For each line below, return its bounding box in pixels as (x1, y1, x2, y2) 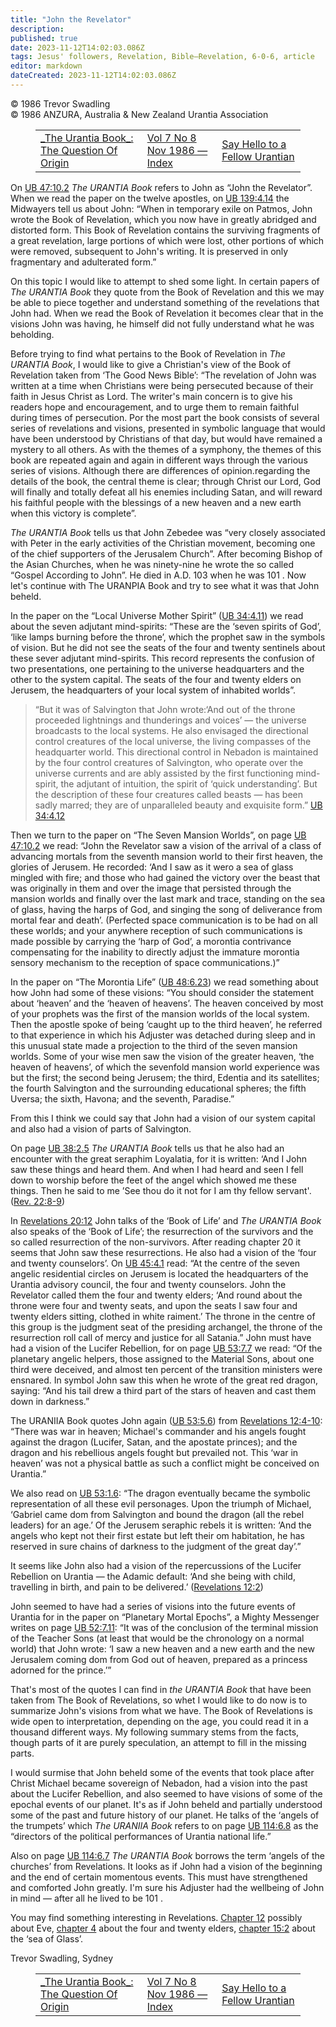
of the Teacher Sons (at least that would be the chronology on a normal (10, 1632, 305, 1644)
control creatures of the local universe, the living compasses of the (34, 735, 312, 747)
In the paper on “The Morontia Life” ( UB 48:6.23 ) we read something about (10, 976, 319, 988)
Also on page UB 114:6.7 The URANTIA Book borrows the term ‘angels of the (10, 1849, 325, 1861)
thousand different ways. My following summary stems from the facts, (10, 1726, 300, 1738)
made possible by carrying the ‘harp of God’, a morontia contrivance (10, 935, 292, 947)
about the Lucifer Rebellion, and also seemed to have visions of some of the (10, 1787, 323, 1800)
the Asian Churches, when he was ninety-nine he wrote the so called (10, 558, 294, 570)
